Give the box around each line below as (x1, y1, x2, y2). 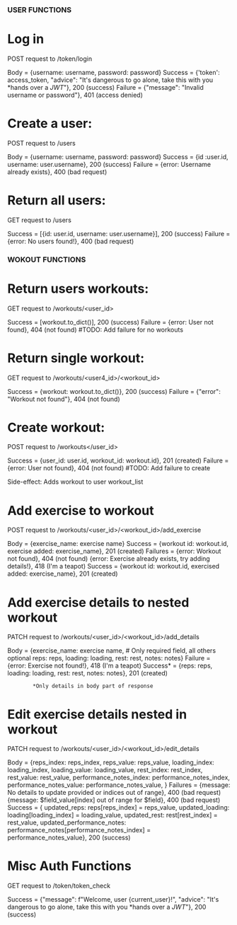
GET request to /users (7, 216, 72, 224)
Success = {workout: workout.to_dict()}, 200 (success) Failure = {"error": (7, 387, 221, 395)
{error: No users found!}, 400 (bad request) (7, 237, 134, 245)
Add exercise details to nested (7, 594, 190, 610)
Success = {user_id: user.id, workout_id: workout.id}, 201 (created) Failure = (7, 456, 229, 465)
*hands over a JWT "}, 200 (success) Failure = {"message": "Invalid (7, 83, 204, 91)
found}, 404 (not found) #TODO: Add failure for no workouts (7, 325, 184, 334)
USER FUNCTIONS (7, 5, 72, 15)
